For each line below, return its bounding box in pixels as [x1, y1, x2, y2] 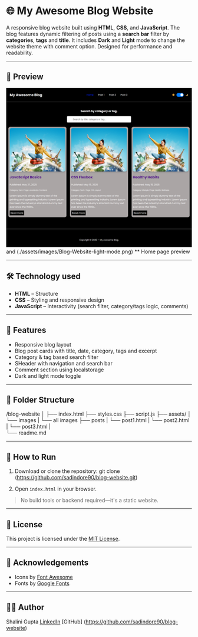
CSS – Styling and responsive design [14, 296, 105, 303]
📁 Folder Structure [6, 394, 75, 405]
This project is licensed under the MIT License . [6, 535, 120, 542]
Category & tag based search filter [14, 353, 99, 361]
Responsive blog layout [14, 341, 72, 348]
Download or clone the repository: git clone [14, 468, 120, 475]
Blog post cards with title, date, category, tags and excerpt [14, 347, 157, 354]
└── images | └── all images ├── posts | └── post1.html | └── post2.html [6, 417, 190, 424]
